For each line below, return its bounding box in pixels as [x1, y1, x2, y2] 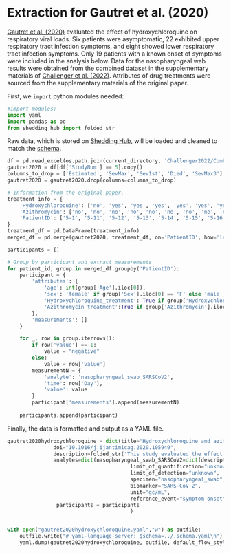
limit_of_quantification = [130, 463, 205, 470]
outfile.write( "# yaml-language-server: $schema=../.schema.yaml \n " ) [19, 533, 223, 540]
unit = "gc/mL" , [130, 488, 170, 496]
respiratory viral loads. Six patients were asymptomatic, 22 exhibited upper [7, 34, 220, 43]
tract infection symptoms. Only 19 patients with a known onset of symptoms [7, 50, 222, 58]
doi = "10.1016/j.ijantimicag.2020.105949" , [53, 444, 177, 451]
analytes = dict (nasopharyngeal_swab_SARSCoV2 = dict [53, 457, 198, 464]
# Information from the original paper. [7, 189, 125, 196]
